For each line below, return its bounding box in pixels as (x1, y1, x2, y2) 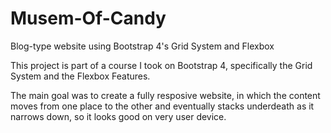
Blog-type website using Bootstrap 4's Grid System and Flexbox (10, 40, 275, 52)
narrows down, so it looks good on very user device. (10, 110, 227, 122)
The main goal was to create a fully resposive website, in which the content (10, 89, 321, 101)
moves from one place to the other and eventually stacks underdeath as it (10, 100, 315, 112)
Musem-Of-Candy (10, 7, 167, 30)
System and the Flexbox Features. (10, 70, 151, 82)
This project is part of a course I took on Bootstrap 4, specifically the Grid (10, 59, 313, 71)
